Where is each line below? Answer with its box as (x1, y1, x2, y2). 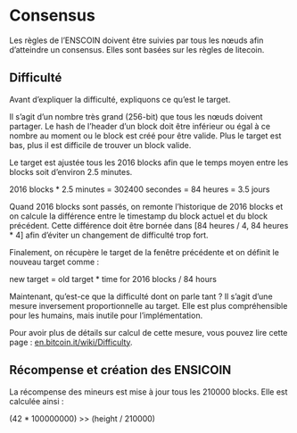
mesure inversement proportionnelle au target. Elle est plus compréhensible (9, 300, 288, 311)
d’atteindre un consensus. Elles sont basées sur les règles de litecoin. (9, 44, 265, 54)
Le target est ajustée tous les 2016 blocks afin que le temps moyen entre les (9, 157, 289, 168)
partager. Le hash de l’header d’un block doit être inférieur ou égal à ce (9, 121, 270, 131)
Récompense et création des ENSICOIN (9, 362, 232, 378)
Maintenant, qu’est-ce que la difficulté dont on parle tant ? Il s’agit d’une (9, 291, 274, 302)
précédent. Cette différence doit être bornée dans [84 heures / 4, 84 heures (9, 220, 289, 230)
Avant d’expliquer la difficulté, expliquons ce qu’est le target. (9, 94, 231, 104)
